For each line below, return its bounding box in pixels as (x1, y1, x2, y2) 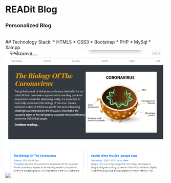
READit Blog (5, 4, 57, 15)
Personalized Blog (5, 22, 52, 29)
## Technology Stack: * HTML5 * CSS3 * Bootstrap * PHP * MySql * (5, 39, 151, 45)
